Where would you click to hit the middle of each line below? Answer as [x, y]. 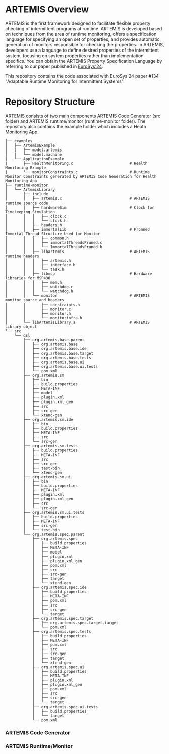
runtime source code [27, 203]
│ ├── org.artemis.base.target [59, 353]
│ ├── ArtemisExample [30, 145]
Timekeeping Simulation [30, 212]
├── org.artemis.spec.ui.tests [65, 707]
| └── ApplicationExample [35, 159]
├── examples [19, 141]
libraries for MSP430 [28, 278]
